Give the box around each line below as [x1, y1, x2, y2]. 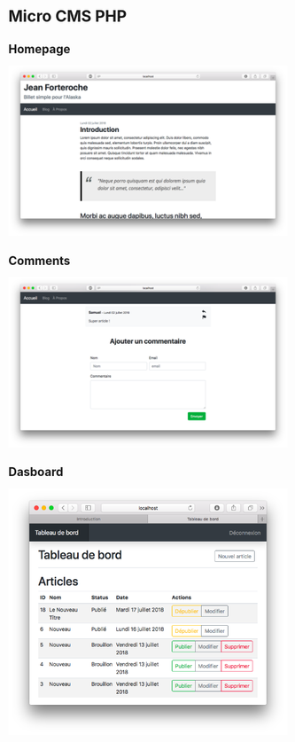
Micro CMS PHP [8, 6, 128, 27]
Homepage [8, 42, 71, 57]
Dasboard [8, 465, 64, 480]
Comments [8, 253, 71, 268]
